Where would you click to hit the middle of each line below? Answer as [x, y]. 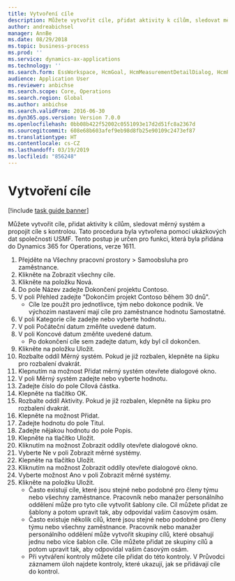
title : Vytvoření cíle [41, 14]
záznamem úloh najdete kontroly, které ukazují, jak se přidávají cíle [124, 564]
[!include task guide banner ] [48, 210]
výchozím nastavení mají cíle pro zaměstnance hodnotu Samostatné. [127, 311]
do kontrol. [44, 571]
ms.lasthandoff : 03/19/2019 [49, 150]
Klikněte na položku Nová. [55, 282]
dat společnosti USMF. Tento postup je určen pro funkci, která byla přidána [116, 239]
